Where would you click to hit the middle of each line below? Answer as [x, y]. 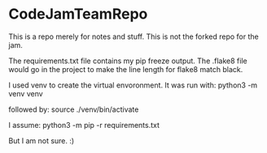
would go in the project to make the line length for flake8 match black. [126, 69]
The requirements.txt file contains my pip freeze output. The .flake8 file [128, 61]
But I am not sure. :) [42, 140]
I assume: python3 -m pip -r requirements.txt [84, 125]
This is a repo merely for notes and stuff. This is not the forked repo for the [133, 36]
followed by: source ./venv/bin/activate [74, 109]
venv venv [26, 93]
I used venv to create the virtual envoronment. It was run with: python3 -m [133, 85]
